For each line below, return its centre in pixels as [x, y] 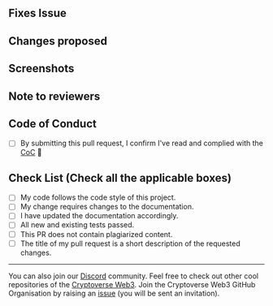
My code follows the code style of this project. [98, 197]
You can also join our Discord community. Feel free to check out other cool [133, 276]
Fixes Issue [38, 13]
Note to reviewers [54, 96]
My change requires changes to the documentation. [107, 207]
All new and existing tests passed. [77, 225]
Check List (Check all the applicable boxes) [120, 178]
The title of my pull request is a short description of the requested [130, 244]
